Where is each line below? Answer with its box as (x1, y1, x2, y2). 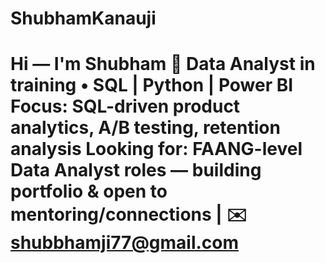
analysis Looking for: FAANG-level (10, 138, 303, 161)
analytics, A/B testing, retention (10, 117, 281, 139)
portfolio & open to (10, 180, 168, 203)
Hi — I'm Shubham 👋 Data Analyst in (10, 53, 316, 76)
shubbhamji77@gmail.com (10, 232, 240, 254)
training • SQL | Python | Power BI (10, 74, 294, 97)
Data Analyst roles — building (10, 159, 262, 182)
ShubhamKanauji (10, 7, 157, 30)
